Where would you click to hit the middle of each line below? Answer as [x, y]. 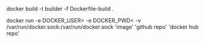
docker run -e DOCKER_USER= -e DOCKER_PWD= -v [74, 20]
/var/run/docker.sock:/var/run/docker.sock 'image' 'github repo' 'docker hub [102, 27]
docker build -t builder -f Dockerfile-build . [60, 9]
